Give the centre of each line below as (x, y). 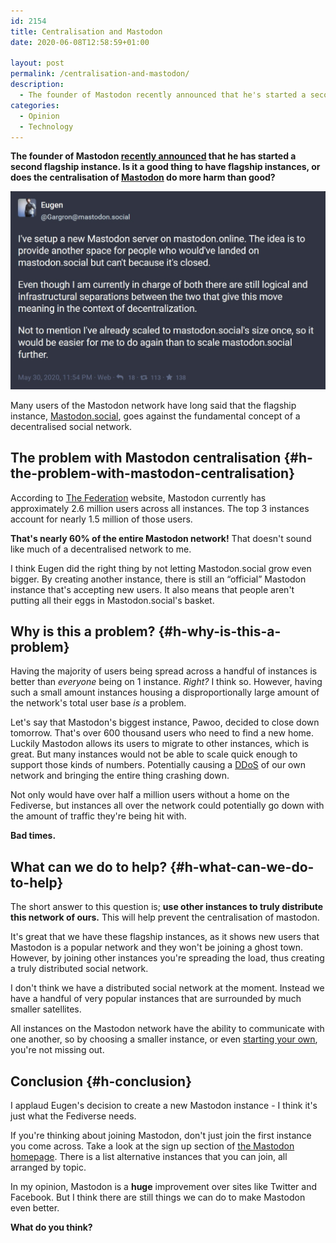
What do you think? (51, 1227)
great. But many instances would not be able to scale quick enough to (154, 754)
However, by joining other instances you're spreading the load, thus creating (167, 958)
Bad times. (33, 836)
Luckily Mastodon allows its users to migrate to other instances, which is (160, 744)
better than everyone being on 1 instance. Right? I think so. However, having (166, 682)
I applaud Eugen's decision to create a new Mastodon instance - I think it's (164, 1106)
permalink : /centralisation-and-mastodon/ (100, 74)
